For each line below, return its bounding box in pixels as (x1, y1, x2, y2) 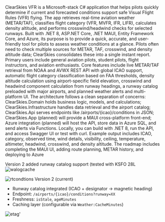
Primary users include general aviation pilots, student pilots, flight (5, 57, 139, 62)
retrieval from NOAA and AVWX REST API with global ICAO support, (5, 67, 144, 73)
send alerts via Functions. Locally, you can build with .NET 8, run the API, (5, 125, 155, 131)
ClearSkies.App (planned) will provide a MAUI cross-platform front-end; (5, 115, 152, 120)
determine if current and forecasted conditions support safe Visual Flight (5, 9, 154, 15)
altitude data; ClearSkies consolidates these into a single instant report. (5, 52, 151, 57)
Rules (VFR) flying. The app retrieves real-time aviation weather (5, 15, 135, 20)
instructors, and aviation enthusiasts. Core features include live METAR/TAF (5, 62, 160, 68)
